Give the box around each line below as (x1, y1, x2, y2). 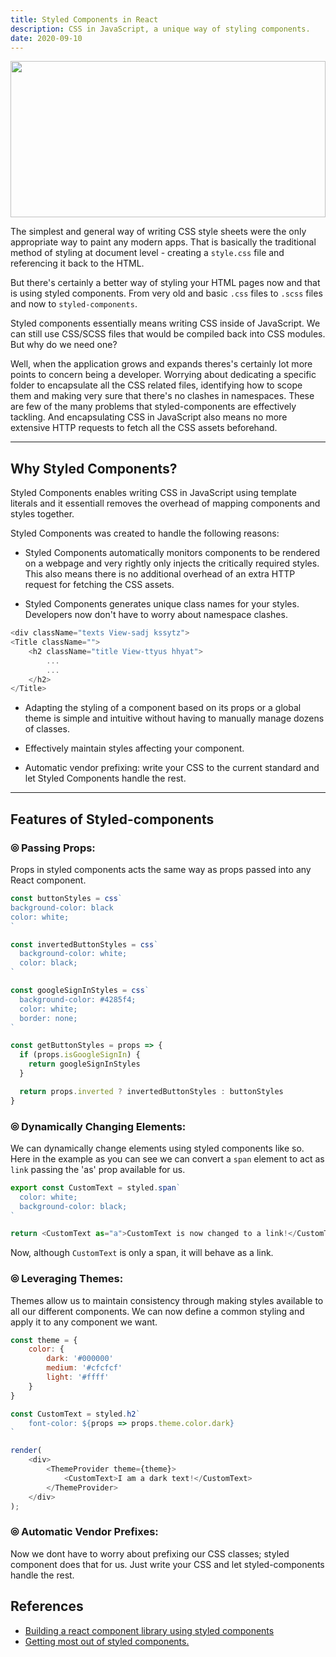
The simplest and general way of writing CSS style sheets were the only (10, 226, 307, 238)
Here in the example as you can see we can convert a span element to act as (10, 1152, 325, 1165)
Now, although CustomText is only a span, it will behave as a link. (10, 1247, 274, 1259)
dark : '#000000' (46, 1354, 114, 1364)
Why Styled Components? (10, 460, 178, 477)
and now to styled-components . (10, 298, 138, 310)
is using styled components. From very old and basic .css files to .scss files (10, 287, 323, 300)
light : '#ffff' (46, 1372, 110, 1383)
